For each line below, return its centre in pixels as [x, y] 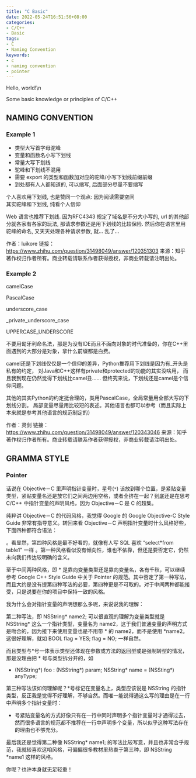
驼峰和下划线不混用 [38, 170]
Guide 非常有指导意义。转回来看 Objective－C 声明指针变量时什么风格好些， [98, 523]
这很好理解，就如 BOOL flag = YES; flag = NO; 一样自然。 [75, 638]
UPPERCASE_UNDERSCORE [40, 332]
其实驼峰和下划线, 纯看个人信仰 [43, 204]
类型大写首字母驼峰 [38, 147]
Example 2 [21, 274]
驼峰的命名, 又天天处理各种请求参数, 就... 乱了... [63, 231]
